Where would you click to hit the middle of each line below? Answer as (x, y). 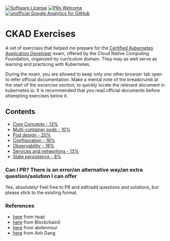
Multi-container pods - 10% (41, 129)
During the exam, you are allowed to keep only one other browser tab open (84, 74)
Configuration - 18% (34, 140)
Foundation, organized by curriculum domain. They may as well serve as (81, 59)
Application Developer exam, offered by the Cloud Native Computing (77, 53)
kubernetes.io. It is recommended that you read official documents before (83, 90)
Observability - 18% (33, 146)
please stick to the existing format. (41, 193)
